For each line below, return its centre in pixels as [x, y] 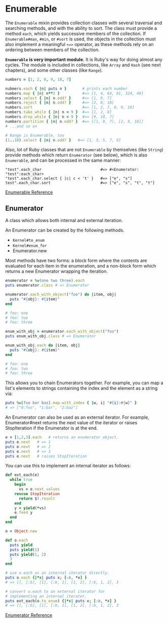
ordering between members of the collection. [52, 50]
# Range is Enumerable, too [35, 135]
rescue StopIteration [37, 494]
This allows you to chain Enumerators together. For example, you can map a [84, 383]
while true [21, 480]
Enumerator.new [30, 251]
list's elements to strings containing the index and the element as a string [81, 388]
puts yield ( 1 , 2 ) [28, 554]
